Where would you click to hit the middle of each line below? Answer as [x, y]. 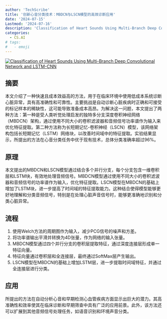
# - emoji [17, 47]
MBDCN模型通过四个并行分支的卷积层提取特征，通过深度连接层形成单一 [86, 244]
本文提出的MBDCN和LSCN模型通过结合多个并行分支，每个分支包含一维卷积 [83, 170]
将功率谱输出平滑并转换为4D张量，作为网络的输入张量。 [70, 238]
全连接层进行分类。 [32, 269]
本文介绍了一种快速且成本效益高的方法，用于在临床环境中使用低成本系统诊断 [83, 96]
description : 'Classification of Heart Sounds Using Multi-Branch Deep [81, 28]
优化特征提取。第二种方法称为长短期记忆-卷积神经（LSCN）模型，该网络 [80, 127]
